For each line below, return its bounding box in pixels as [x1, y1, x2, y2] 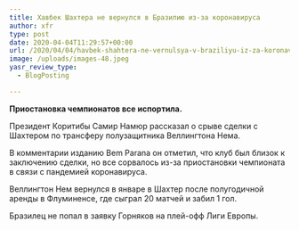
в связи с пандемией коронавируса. [9, 166, 148, 177]
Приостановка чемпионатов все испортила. [9, 103, 182, 114]
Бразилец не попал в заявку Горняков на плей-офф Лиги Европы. [9, 210, 259, 221]
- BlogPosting [17, 71, 69, 80]
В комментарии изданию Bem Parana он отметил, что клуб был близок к [9, 147, 286, 158]
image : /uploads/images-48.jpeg [9, 54, 129, 63]
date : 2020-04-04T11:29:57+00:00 [9, 37, 133, 47]
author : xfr [9, 21, 53, 30]
